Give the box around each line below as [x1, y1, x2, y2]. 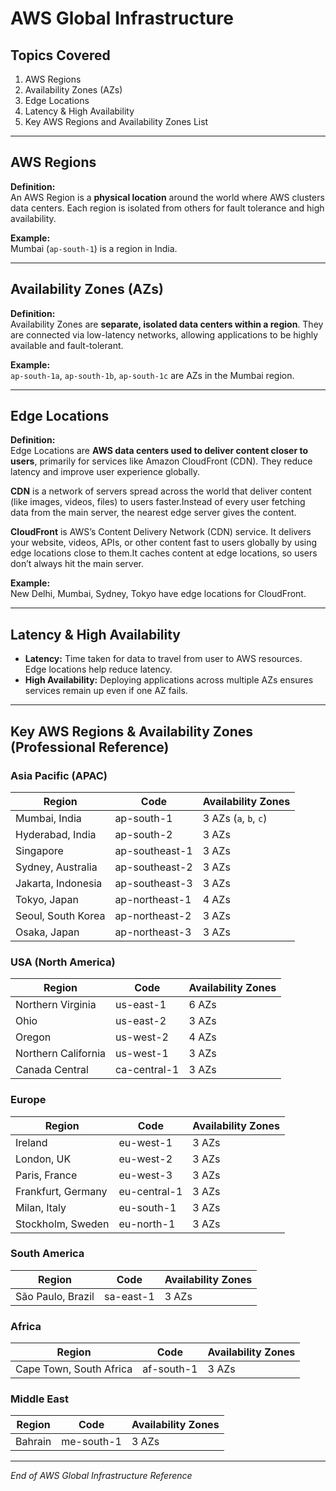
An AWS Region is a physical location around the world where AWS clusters [10, 191, 325, 203]
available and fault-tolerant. [10, 339, 124, 351]
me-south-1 [61, 1435, 122, 1449]
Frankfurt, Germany [15, 1184, 108, 1198]
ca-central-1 [115, 1063, 180, 1077]
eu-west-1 [118, 1135, 173, 1149]
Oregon [15, 1030, 52, 1044]
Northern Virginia [15, 998, 97, 1012]
